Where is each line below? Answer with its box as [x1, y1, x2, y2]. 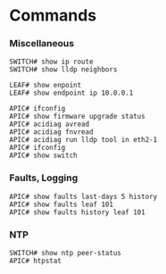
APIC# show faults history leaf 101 [9, 207, 145, 217]
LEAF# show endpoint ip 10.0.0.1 [9, 88, 134, 98]
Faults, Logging [9, 171, 79, 184]
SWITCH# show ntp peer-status [9, 249, 122, 258]
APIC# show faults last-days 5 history [9, 192, 158, 201]
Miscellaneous [9, 37, 74, 50]
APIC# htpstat [9, 256, 62, 266]
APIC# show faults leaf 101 [9, 200, 114, 209]
